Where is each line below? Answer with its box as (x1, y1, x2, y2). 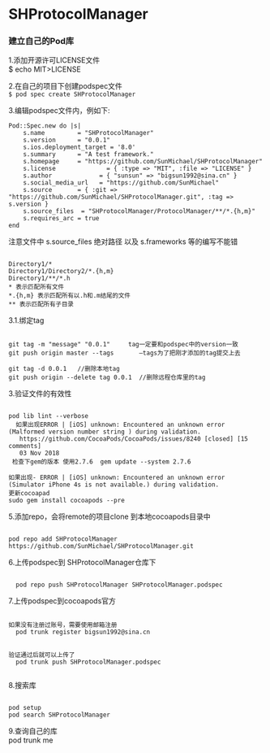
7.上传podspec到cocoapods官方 (8, 596, 116, 606)
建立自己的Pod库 (8, 36, 75, 47)
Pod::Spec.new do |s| (8, 122, 82, 130)
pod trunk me (8, 735, 54, 745)
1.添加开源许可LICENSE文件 (8, 55, 100, 65)
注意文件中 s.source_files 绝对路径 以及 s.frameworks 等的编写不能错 (8, 237, 238, 246)
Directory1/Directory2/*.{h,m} (8, 268, 114, 276)
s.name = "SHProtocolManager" (23, 129, 154, 137)
